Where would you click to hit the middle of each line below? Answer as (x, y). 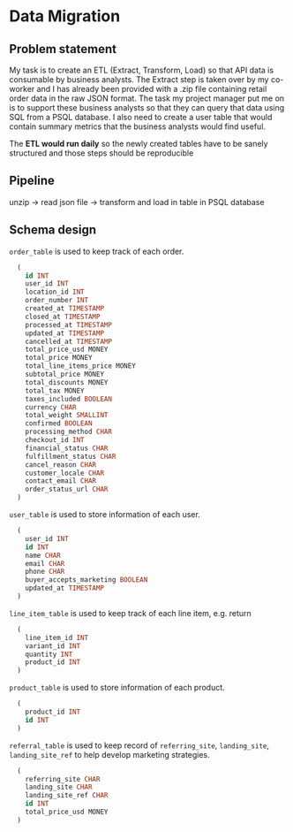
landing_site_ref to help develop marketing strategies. (109, 754)
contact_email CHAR (61, 481)
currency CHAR (51, 407)
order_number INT (57, 301)
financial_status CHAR (67, 448)
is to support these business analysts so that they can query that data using (147, 107)
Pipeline (32, 181)
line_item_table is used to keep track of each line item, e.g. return (130, 613)
